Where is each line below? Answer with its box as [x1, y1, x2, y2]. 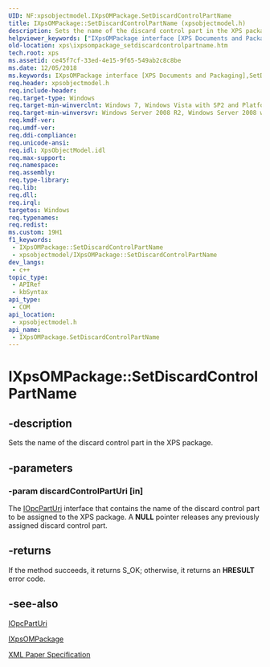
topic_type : [8, 273, 48, 281]
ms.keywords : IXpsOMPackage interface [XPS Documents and [8, 72, 207, 80]
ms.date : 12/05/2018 [8, 64, 78, 72]
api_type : [8, 296, 42, 304]
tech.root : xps [8, 49, 59, 57]
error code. [8, 574, 46, 583]
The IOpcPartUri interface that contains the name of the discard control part [8, 503, 260, 513]
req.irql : [8, 198, 42, 207]
